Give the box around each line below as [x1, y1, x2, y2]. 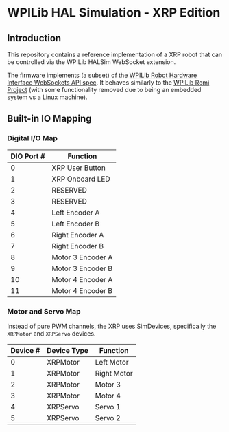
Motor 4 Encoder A [51, 274, 113, 284]
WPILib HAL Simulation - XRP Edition [7, 5, 221, 21]
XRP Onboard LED [51, 174, 111, 184]
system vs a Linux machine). [7, 93, 88, 101]
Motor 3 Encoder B [51, 263, 113, 273]
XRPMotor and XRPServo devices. [7, 329, 96, 338]
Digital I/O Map [7, 133, 58, 143]
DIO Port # [10, 151, 46, 161]
